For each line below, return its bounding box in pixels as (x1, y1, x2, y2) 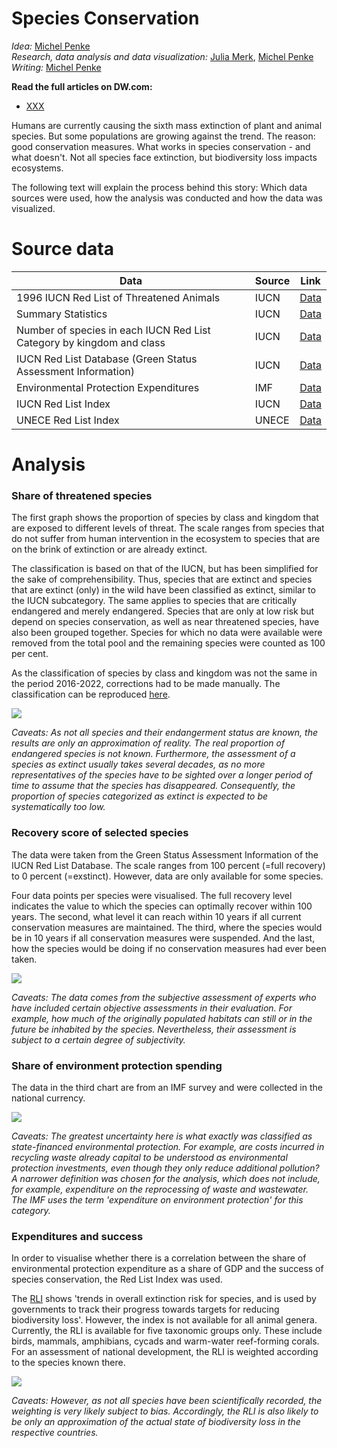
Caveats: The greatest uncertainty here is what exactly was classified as (11, 1130, 313, 1142)
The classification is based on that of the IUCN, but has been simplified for (11, 563, 319, 575)
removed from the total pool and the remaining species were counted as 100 (11, 637, 326, 649)
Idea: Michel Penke (11, 40, 91, 52)
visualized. (11, 202, 56, 214)
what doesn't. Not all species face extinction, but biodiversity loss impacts (11, 151, 318, 163)
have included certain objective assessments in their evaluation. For (11, 1002, 293, 1014)
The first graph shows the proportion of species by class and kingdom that (11, 512, 319, 524)
